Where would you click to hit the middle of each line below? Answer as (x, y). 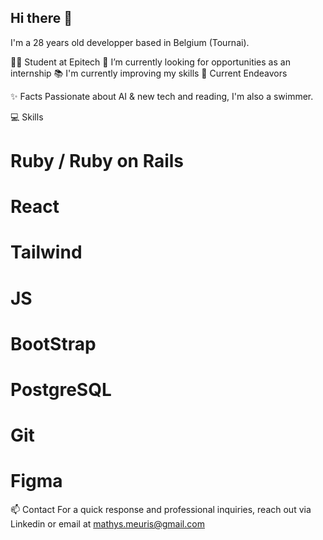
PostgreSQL (61, 389)
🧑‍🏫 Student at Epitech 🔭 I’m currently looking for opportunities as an (150, 62)
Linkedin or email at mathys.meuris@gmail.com (107, 524)
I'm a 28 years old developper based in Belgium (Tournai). (130, 42)
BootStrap (53, 343)
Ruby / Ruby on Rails (97, 161)
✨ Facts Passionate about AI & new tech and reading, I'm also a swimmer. (162, 96)
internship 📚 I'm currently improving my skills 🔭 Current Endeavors (149, 73)
